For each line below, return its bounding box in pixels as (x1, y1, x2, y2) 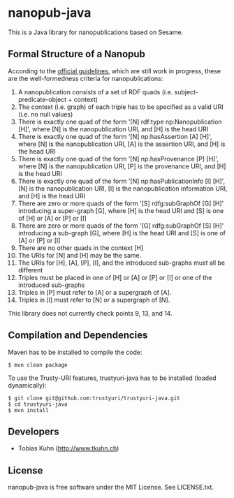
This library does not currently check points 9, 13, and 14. (8, 309, 173, 317)
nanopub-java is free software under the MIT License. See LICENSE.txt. (8, 483, 214, 492)
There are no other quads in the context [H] (17, 243, 144, 252)
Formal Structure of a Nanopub (8, 48, 146, 60)
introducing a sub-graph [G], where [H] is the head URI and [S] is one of (17, 228, 226, 237)
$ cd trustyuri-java (8, 400, 68, 408)
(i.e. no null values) (17, 110, 73, 118)
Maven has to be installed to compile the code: (8, 348, 142, 356)
